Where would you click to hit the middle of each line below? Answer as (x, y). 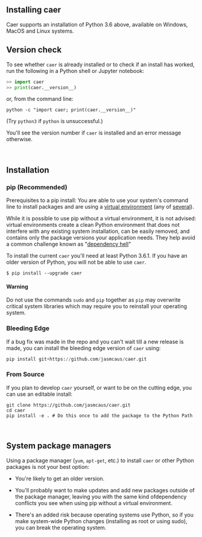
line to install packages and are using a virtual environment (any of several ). (100, 207)
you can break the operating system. (61, 527)
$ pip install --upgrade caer (44, 273)
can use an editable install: (39, 394)
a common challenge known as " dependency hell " (69, 244)
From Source (25, 375)
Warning (17, 287)
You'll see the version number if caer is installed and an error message (94, 133)
